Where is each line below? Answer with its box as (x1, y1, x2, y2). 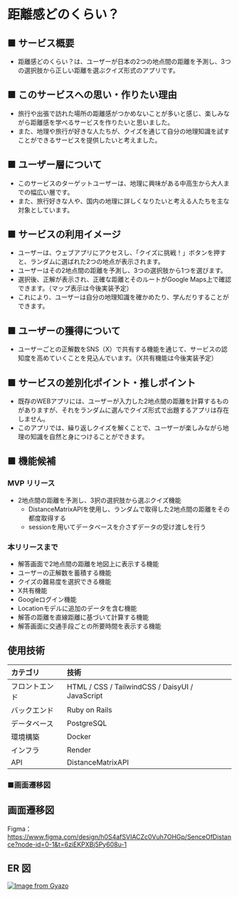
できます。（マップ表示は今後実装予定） (17, 284, 133, 292)
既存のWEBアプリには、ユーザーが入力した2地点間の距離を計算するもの (17, 397, 229, 405)
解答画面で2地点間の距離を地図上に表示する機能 (17, 560, 159, 568)
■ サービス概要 (7, 37, 75, 49)
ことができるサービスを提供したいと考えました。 (17, 136, 161, 144)
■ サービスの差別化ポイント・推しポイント (7, 376, 196, 388)
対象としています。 (17, 206, 73, 214)
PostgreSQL (66, 718, 107, 728)
